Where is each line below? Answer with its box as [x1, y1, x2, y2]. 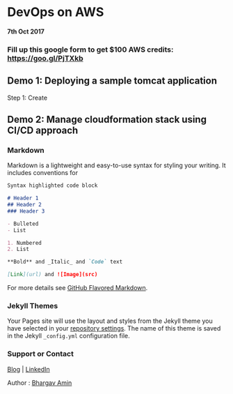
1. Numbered [7, 239, 42, 246]
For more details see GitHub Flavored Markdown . [7, 284, 148, 292]
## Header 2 [7, 202, 42, 209]
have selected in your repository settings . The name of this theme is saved [7, 324, 221, 333]
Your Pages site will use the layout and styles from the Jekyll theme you [7, 317, 214, 325]
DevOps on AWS [7, 4, 104, 20]
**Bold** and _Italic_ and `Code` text [7, 259, 123, 266]
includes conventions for [7, 169, 79, 177]
